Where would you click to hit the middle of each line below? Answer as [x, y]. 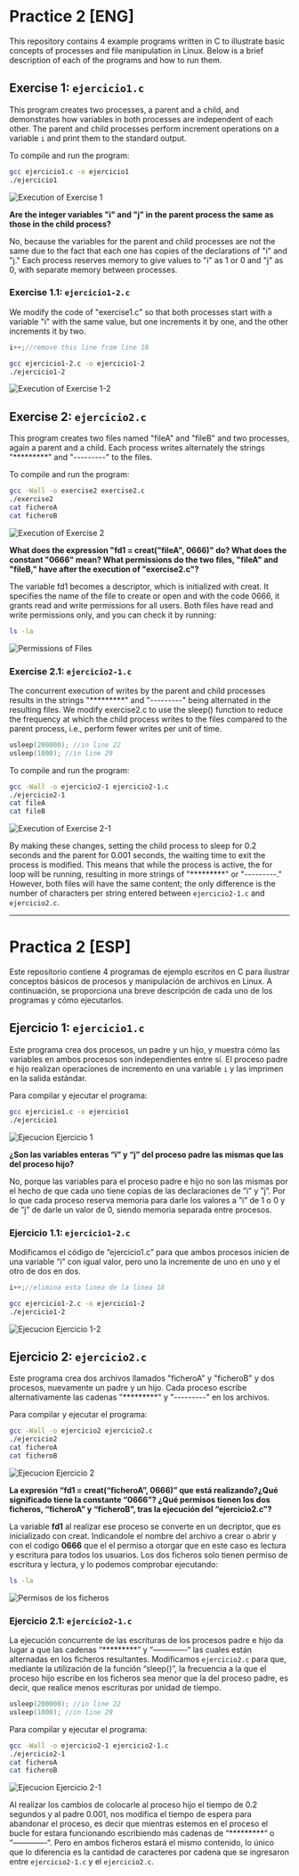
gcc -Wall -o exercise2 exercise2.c [77, 491]
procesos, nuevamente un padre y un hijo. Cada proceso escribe [128, 1388]
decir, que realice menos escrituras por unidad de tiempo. [115, 1688]
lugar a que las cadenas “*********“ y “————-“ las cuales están [130, 1650]
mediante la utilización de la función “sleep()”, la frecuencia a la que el [138, 1669]
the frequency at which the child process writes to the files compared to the [148, 719]
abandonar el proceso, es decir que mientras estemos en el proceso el [139, 1824]
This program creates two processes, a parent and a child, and [124, 110]
